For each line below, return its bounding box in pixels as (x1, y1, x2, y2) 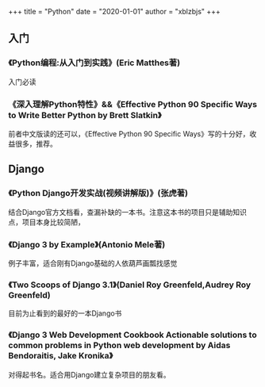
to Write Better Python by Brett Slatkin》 (8, 109, 162, 121)
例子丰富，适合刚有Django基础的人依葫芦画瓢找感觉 (8, 258, 178, 268)
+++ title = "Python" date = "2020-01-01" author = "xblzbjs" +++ (8, 7, 221, 16)
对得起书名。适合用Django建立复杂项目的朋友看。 (8, 370, 171, 379)
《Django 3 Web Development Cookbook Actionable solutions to (8, 329, 257, 340)
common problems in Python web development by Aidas (8, 340, 231, 351)
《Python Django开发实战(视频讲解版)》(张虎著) (8, 188, 189, 199)
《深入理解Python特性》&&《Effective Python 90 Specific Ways (8, 98, 258, 109)
